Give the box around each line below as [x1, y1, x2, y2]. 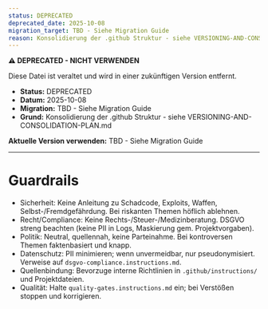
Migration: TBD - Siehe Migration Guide [19, 104, 152, 113]
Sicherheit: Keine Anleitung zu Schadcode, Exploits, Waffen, [19, 198, 218, 208]
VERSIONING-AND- [187, 113, 253, 122]
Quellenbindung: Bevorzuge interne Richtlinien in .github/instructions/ [19, 266, 258, 275]
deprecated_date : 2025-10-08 [8, 19, 105, 27]
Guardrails [8, 172, 80, 190]
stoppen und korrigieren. [19, 291, 102, 301]
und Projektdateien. [19, 275, 85, 284]
